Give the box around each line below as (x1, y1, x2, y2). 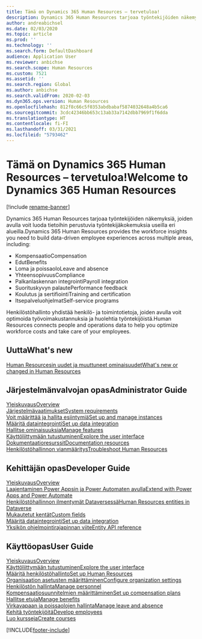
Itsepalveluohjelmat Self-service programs (14, 297, 119, 304)
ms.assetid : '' (6, 76, 44, 82)
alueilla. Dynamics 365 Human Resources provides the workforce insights (6, 227, 188, 235)
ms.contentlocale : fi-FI (6, 121, 69, 127)
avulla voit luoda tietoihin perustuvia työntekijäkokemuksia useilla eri (6, 221, 176, 229)
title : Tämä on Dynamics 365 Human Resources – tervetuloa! (6, 8, 161, 15)
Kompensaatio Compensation (14, 252, 87, 259)
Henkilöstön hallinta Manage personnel (6, 583, 102, 590)
